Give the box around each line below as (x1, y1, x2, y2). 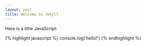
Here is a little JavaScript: (5, 25, 57, 31)
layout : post (5, 7, 32, 12)
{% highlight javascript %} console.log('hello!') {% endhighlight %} (5, 35, 142, 41)
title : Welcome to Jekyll (5, 12, 58, 17)
